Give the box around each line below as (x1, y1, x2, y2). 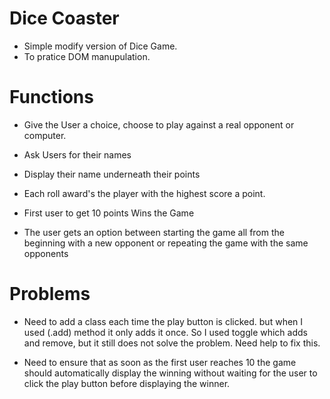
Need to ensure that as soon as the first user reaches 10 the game (23, 356, 297, 368)
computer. (23, 129, 67, 141)
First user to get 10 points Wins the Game (23, 207, 195, 219)
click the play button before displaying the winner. (23, 377, 231, 389)
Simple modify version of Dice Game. (23, 40, 178, 52)
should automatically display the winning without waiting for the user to (23, 367, 318, 379)
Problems (9, 283, 91, 306)
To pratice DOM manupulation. (23, 50, 151, 62)
